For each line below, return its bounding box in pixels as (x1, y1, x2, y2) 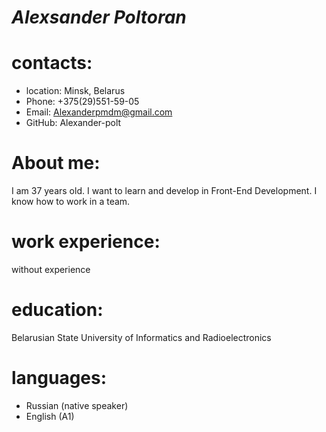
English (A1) (25, 410, 75, 422)
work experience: (11, 231, 161, 253)
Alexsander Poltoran (11, 6, 187, 29)
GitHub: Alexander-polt (25, 117, 122, 129)
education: (11, 299, 104, 321)
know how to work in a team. (11, 196, 131, 208)
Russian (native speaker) (25, 399, 129, 411)
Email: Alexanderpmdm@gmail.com (25, 106, 173, 118)
